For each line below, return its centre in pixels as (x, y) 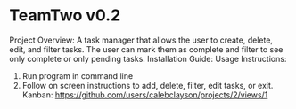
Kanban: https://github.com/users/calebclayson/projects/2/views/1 (145, 95)
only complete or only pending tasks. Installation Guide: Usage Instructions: (148, 58)
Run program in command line (78, 75)
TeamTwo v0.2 (65, 16)
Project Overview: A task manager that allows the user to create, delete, (141, 40)
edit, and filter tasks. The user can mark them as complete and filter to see (146, 49)
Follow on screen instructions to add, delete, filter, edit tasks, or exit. (148, 85)
